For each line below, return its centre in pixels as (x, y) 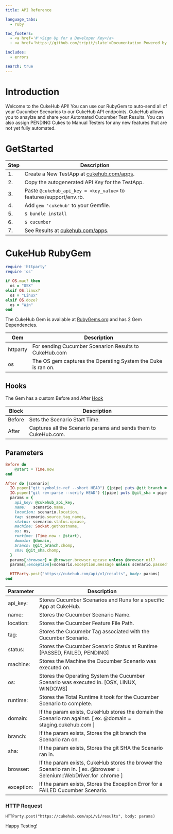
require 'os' (19, 272)
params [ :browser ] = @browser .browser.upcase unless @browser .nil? (83, 560)
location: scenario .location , (47, 512)
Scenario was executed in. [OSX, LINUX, (88, 682)
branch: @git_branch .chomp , (45, 545)
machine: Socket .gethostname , (47, 526)
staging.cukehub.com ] (67, 725)
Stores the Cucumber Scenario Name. (85, 615)
